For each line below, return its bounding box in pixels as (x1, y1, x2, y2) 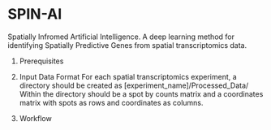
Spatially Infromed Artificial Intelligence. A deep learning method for (7, 32, 234, 41)
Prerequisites (19, 56, 64, 66)
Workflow (19, 113, 52, 123)
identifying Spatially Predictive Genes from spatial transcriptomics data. (7, 40, 247, 50)
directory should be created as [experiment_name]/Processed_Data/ (19, 80, 249, 90)
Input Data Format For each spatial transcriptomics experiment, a (19, 71, 237, 81)
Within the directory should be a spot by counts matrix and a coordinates (19, 89, 264, 98)
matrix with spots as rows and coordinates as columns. (19, 97, 204, 107)
